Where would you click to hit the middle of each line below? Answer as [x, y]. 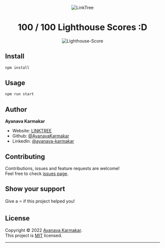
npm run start [20, 94]
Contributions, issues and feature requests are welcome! [62, 168]
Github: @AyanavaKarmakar [41, 136]
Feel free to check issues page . [37, 174]
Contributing [25, 157]
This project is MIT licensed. [34, 235]
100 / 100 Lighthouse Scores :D [82, 27]
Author [16, 110]
